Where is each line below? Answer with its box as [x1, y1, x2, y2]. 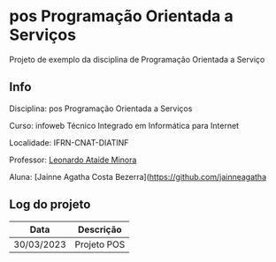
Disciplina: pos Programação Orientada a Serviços [9, 103, 193, 114]
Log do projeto [9, 197, 91, 213]
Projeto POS [74, 238, 126, 251]
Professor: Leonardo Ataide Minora [9, 154, 137, 165]
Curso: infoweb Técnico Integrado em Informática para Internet [9, 120, 240, 131]
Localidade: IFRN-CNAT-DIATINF [9, 137, 129, 147]
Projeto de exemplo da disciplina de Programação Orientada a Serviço [9, 54, 265, 64]
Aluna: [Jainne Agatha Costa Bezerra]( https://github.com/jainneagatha [9, 171, 267, 182]
